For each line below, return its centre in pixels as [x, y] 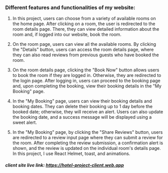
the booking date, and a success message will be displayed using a [82, 117]
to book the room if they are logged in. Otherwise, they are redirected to [87, 75]
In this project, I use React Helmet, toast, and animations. [71, 154]
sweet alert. [25, 123]
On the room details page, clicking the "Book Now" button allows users [86, 70]
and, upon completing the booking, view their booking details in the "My [87, 86]
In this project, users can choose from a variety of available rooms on [84, 19]
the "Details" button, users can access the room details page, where [83, 50]
